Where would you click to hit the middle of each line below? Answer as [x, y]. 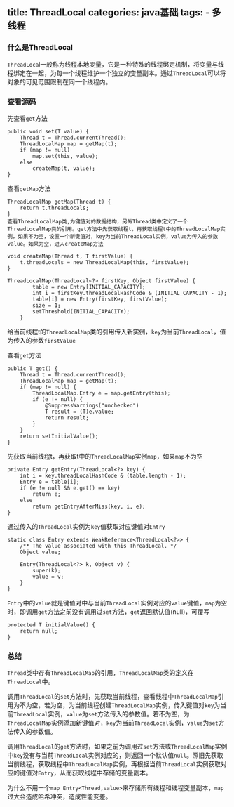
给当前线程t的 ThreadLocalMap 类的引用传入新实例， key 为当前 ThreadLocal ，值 [117, 332]
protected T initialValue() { [51, 625]
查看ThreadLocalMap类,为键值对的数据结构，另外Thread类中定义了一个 [97, 221]
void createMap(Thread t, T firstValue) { [70, 256]
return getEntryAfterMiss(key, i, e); [89, 506]
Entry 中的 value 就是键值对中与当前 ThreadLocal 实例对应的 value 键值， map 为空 [117, 603]
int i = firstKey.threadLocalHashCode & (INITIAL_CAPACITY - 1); [130, 293]
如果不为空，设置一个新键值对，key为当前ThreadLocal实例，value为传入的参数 [118, 236]
